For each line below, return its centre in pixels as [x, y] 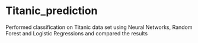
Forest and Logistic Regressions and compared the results [77, 33]
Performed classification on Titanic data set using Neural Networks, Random [99, 27]
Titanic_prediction [52, 11]
